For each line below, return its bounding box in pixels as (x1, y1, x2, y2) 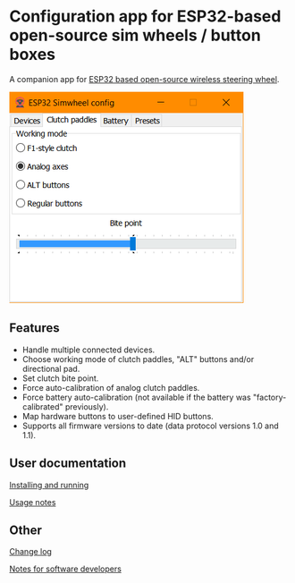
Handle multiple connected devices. (21, 344, 156, 355)
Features (9, 320, 60, 336)
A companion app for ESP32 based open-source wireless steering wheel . (9, 73, 280, 84)
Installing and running (9, 479, 89, 490)
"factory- (253, 392, 287, 402)
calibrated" (21, 401, 63, 412)
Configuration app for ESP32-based (9, 6, 282, 27)
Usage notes (9, 496, 56, 507)
